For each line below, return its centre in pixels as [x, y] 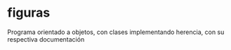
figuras [29, 13]
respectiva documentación [46, 39]
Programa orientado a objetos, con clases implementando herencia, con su [116, 32]
